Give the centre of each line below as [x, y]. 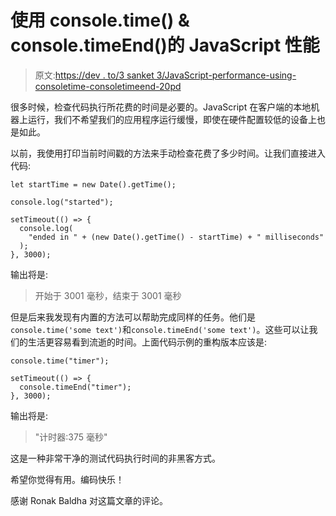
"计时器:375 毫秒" [71, 437]
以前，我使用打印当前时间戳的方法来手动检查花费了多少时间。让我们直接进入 [168, 153]
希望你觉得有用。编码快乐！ [67, 479]
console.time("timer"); [60, 361]
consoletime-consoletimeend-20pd [108, 86]
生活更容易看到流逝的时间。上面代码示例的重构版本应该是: [147, 342]
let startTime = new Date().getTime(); [93, 184]
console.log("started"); [62, 202]
